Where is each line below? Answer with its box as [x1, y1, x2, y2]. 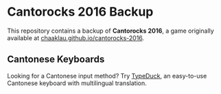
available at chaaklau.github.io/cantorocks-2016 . [7, 33, 145, 42]
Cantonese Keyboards [7, 54, 105, 65]
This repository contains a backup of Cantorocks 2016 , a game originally [7, 27, 214, 35]
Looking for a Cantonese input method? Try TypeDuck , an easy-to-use [7, 72, 207, 80]
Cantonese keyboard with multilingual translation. [7, 79, 147, 87]
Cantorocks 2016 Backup [7, 4, 154, 20]
